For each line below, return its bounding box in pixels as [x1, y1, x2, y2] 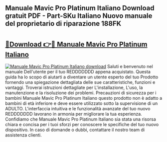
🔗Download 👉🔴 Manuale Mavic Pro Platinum [5, 40, 148, 49]
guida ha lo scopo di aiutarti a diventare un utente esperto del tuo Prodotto [5, 74, 159, 80]
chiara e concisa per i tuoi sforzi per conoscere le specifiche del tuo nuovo [5, 122, 159, 127]
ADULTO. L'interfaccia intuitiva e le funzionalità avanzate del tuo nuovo [5, 106, 151, 111]
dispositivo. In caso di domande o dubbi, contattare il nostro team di [5, 127, 145, 133]
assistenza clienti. [5, 132, 42, 138]
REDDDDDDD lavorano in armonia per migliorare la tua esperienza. [5, 111, 142, 117]
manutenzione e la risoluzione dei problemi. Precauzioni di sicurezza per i [5, 90, 157, 96]
